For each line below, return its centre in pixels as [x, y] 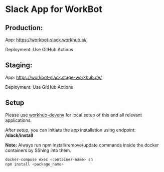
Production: [24, 28]
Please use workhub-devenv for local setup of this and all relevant [73, 115]
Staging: [19, 65]
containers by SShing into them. [38, 150]
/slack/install [19, 135]
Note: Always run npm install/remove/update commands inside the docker [82, 145]
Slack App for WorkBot [54, 9]
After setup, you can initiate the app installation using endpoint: [70, 130]
